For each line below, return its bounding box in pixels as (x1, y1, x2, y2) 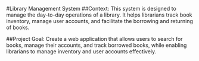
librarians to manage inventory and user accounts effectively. (6, 48, 157, 55)
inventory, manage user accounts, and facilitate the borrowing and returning (6, 18, 194, 24)
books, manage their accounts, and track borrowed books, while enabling (6, 41, 187, 49)
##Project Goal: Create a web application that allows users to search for (6, 36, 183, 42)
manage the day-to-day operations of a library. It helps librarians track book (6, 11, 192, 18)
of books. (6, 24, 30, 31)
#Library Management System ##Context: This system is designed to (6, 5, 177, 12)
